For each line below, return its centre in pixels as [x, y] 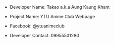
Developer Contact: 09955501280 [44, 35]
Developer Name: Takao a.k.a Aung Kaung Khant [60, 7]
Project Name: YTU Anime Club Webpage [52, 16]
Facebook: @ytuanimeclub [37, 26]
